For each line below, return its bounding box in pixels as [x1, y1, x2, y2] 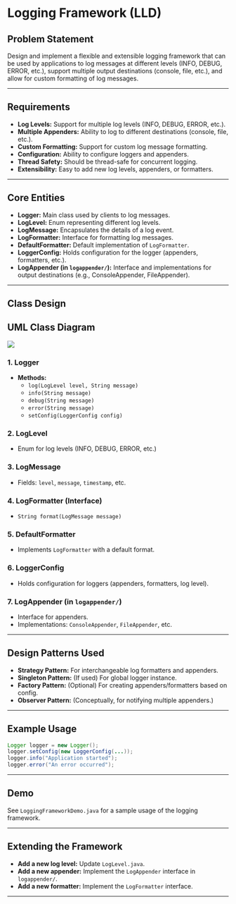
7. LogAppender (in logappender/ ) [7, 597, 122, 606]
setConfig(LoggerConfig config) [27, 413, 123, 420]
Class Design [7, 298, 67, 310]
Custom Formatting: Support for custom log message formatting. [17, 142, 208, 151]
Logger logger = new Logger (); [7, 742, 99, 749]
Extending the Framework [7, 841, 123, 853]
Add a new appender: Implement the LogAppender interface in [17, 867, 196, 875]
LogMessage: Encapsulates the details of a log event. [17, 226, 174, 234]
